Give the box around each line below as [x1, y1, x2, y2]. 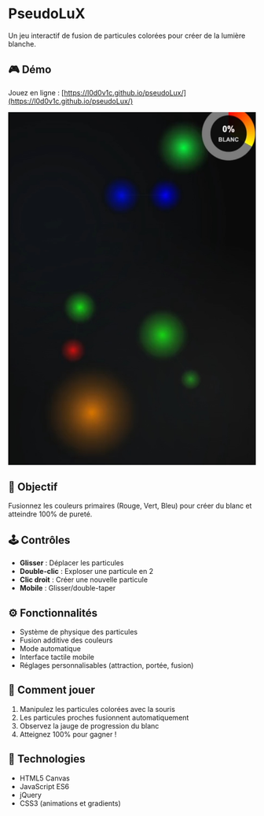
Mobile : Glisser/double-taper [19, 583, 116, 593]
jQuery [19, 790, 42, 799]
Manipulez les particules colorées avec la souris [19, 704, 175, 714]
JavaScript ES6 [19, 781, 70, 791]
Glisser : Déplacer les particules [19, 558, 124, 568]
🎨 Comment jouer [8, 684, 96, 697]
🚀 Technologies [8, 752, 86, 766]
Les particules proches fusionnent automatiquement [19, 713, 189, 722]
